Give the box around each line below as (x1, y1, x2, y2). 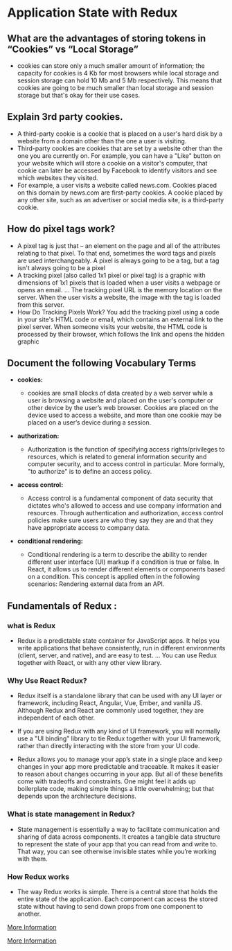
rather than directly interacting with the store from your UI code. (17, 742, 200, 750)
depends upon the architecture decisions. (17, 792, 137, 801)
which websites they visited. (17, 173, 98, 181)
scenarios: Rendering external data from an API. (27, 580, 165, 588)
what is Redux (7, 621, 56, 630)
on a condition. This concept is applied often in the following (27, 573, 200, 581)
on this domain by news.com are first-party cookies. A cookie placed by (17, 188, 223, 197)
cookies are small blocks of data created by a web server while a (27, 389, 213, 398)
